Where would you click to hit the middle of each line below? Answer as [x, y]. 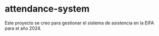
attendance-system [47, 9]
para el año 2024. [23, 28]
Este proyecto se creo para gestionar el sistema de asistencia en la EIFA [79, 23]
